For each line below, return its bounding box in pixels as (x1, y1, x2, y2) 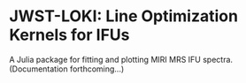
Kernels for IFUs (9, 25, 130, 45)
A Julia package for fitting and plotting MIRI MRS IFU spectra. (9, 54, 233, 64)
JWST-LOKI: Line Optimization (9, 6, 239, 26)
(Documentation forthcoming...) (9, 64, 125, 74)
